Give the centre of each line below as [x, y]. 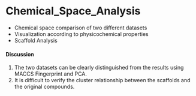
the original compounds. [44, 87]
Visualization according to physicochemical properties [82, 34]
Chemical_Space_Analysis [73, 11]
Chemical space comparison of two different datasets [81, 28]
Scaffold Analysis [36, 40]
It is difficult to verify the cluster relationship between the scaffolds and [102, 80]
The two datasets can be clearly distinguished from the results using [99, 68]
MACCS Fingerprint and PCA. [51, 74]
